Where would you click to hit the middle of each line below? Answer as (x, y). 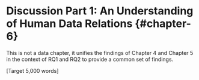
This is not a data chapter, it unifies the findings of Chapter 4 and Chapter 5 (100, 53)
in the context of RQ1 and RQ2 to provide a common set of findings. (90, 59)
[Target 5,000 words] (32, 70)
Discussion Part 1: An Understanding (100, 11)
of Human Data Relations (69, 24)
